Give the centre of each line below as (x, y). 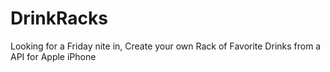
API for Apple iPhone (53, 56)
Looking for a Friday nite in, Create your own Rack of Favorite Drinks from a (166, 46)
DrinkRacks (59, 18)
